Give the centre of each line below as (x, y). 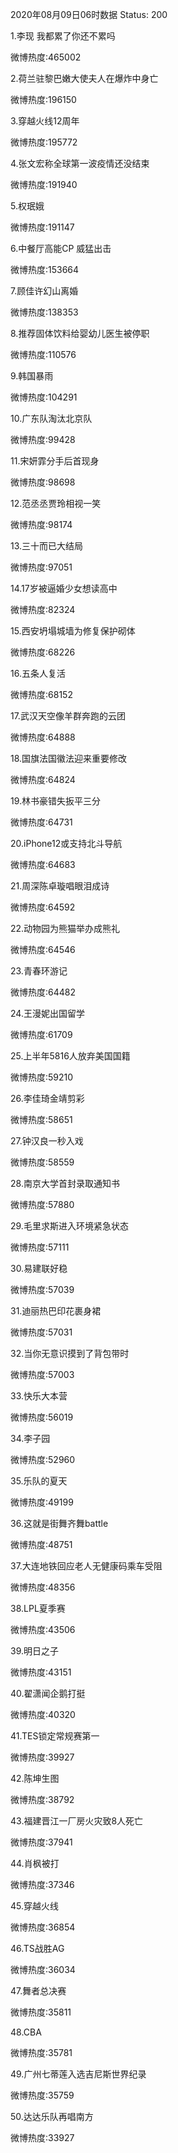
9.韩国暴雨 (32, 376)
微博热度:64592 (43, 907)
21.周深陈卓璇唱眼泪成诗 (60, 886)
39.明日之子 (35, 1651)
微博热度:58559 (42, 1162)
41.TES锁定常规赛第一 (55, 1736)
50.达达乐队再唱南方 (52, 2116)
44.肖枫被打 (35, 1863)
